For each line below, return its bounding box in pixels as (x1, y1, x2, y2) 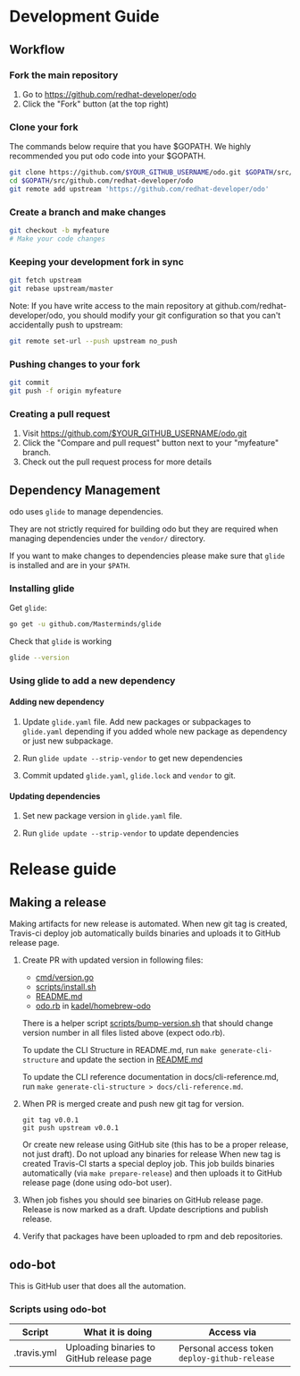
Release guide (9, 859, 117, 879)
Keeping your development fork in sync (9, 255, 185, 268)
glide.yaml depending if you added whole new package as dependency (21, 726, 287, 737)
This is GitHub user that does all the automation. (9, 1281, 187, 1292)
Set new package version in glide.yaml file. (21, 811, 183, 821)
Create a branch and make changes (9, 206, 167, 218)
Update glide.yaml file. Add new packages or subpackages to (21, 717, 252, 727)
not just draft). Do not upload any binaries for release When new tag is (21, 1149, 281, 1159)
